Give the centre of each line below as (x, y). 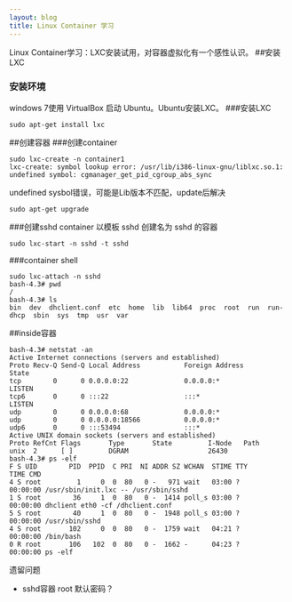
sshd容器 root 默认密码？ (67, 589)
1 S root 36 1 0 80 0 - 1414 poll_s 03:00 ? (125, 498)
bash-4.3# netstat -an (51, 349)
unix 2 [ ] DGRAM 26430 (118, 451)
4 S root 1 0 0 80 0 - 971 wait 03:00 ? (125, 482)
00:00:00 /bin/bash (45, 536)
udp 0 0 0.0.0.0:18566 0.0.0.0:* (114, 420)
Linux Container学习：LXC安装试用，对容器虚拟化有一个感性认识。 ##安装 (145, 52)
